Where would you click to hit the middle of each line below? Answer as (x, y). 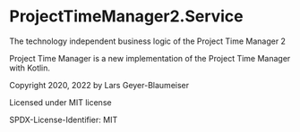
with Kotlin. (30, 68)
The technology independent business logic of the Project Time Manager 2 (148, 41)
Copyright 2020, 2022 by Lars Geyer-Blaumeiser (99, 85)
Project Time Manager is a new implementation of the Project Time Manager (150, 58)
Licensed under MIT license (60, 102)
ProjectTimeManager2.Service (126, 16)
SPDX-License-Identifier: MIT (64, 120)
